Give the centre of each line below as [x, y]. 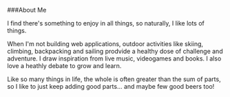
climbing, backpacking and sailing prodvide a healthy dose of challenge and [115, 51]
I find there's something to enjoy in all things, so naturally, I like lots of [106, 23]
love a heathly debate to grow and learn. [64, 66]
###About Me [27, 10]
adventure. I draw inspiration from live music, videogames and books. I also [114, 58]
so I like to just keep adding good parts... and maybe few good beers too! [111, 86]
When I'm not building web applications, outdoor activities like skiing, [105, 44]
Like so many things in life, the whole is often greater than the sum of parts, [114, 79]
